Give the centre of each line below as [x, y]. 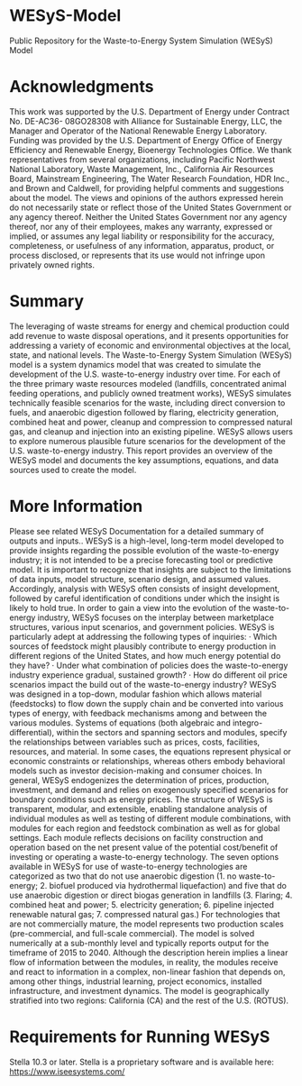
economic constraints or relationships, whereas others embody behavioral [147, 761]
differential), [32, 732]
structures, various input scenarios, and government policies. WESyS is [142, 626]
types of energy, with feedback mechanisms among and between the [138, 713]
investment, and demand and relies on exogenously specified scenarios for [149, 789]
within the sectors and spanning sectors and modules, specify [172, 732]
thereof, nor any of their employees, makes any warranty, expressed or [141, 226]
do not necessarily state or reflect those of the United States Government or [151, 207]
